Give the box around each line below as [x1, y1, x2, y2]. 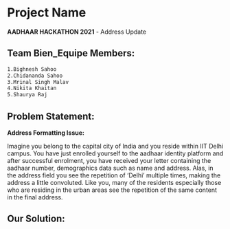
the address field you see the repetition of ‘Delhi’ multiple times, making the [7, 171, 221, 179]
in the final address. [7, 193, 63, 201]
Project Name [7, 5, 87, 21]
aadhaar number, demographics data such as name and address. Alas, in [7, 164, 214, 172]
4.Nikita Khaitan [7, 85, 57, 92]
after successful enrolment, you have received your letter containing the [7, 156, 211, 164]
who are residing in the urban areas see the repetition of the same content [7, 186, 218, 194]
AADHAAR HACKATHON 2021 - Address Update [7, 28, 147, 36]
